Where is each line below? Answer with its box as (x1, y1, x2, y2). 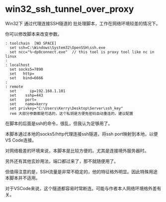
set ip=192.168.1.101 (9, 88, 66, 94)
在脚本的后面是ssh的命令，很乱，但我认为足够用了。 (5, 120, 113, 126)
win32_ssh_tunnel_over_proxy (5, 3, 134, 15)
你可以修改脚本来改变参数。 (5, 31, 62, 37)
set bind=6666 (9, 75, 43, 80)
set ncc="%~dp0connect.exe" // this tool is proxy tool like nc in (9, 50, 155, 54)
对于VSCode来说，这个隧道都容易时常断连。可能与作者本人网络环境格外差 (5, 185, 157, 191)
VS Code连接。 (5, 137, 36, 143)
